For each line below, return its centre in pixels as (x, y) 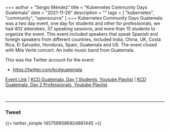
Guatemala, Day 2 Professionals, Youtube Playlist (56, 85)
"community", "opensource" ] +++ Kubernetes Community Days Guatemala (84, 18)
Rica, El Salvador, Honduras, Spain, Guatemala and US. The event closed (81, 45)
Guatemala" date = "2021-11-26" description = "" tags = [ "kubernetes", (80, 13)
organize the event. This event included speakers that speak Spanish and (82, 34)
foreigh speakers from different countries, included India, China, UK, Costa (83, 39)
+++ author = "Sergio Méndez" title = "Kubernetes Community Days (76, 7)
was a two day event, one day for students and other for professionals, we (83, 23)
